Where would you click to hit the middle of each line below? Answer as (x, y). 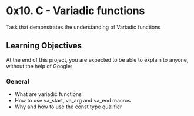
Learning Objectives (44, 46)
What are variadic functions (48, 94)
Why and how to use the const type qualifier (68, 107)
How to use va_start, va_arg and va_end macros (73, 101)
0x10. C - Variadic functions (76, 11)
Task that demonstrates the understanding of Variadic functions (83, 27)
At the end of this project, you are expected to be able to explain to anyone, (97, 59)
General (18, 81)
